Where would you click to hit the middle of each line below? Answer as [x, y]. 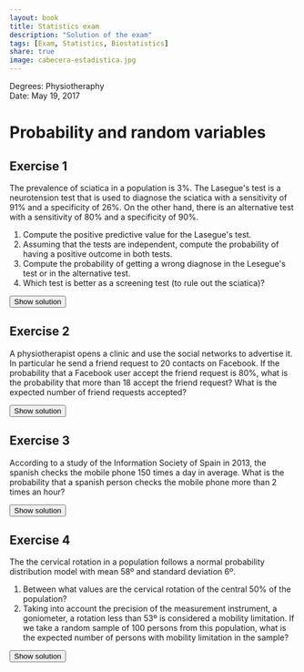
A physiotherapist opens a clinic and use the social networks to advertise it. [151, 353]
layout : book [34, 18]
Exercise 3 [40, 441]
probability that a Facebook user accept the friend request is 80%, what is [149, 372]
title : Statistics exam [55, 26]
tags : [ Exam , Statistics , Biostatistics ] [89, 43]
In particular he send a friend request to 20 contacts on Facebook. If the [145, 363]
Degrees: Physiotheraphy [57, 86]
